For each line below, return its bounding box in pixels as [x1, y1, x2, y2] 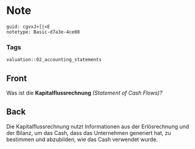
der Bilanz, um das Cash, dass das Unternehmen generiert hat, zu [6, 129, 171, 136]
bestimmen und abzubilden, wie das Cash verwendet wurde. [6, 136, 158, 143]
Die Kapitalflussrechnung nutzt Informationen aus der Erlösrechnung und [6, 122, 190, 130]
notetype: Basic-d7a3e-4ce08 [6, 28, 80, 35]
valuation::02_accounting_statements [6, 57, 102, 63]
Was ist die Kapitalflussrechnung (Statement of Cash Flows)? [6, 89, 163, 97]
